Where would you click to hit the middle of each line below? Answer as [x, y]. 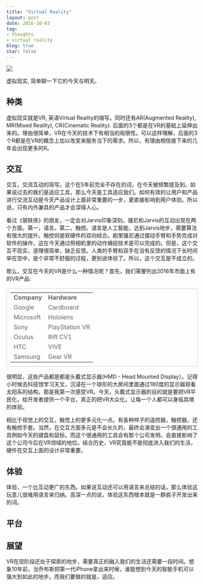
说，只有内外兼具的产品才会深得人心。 [54, 208]
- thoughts [20, 35]
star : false [21, 52]
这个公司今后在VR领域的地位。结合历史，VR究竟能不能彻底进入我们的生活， [101, 443]
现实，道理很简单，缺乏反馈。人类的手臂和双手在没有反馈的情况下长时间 [107, 251]
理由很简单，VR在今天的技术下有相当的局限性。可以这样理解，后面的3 [110, 133]
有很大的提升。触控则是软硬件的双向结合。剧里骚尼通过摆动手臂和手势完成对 [102, 236]
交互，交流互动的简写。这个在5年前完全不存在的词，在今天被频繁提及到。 [98, 185]
